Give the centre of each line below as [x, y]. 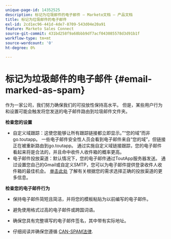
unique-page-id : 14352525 [33, 10]
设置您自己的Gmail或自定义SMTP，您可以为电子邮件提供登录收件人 [87, 165]
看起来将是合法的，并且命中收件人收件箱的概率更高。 [68, 152]
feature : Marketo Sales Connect [39, 29]
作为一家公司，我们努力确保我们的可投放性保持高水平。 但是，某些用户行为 [84, 105]
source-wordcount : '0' [29, 43]
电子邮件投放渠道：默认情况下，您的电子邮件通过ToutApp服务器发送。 [86, 158]
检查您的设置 [19, 122]
